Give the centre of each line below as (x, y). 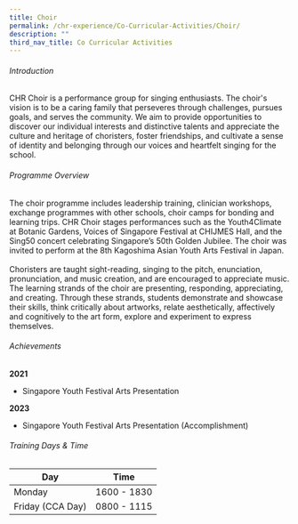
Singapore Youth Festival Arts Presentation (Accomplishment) (135, 425)
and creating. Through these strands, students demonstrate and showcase (146, 297)
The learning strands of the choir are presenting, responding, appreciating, (146, 288)
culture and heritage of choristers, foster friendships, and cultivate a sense (146, 136)
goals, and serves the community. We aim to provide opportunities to (136, 117)
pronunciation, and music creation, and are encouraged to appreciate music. (149, 278)
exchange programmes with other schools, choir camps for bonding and (141, 212)
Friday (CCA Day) (50, 506)
